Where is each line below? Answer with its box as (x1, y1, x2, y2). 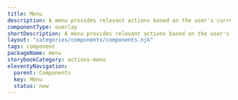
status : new (13, 82, 50, 89)
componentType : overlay (7, 23, 78, 30)
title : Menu (7, 10, 42, 18)
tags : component (7, 43, 55, 50)
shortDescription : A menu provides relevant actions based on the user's (7, 30, 230, 37)
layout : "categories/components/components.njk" (7, 37, 154, 44)
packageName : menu (7, 50, 62, 57)
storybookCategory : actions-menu (7, 56, 106, 63)
